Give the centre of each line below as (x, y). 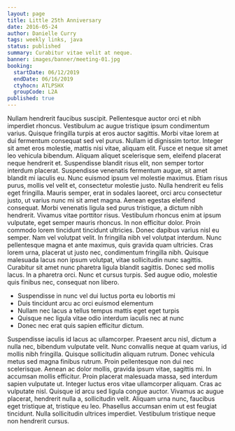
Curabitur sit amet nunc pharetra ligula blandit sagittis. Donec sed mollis (111, 267)
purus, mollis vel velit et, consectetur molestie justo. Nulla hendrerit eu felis (115, 185)
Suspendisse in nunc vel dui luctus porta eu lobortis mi (97, 296)
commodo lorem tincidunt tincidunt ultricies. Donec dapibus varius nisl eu (113, 230)
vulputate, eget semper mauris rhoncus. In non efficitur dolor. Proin (104, 223)
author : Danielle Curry (42, 33)
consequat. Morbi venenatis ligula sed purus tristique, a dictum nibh (105, 208)
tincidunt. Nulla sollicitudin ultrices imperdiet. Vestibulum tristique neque (112, 413)
